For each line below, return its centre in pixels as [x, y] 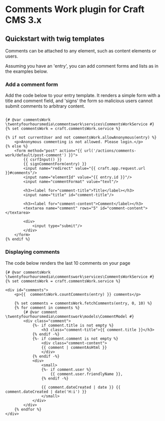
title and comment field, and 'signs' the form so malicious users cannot [79, 101]
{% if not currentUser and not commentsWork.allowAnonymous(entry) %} [81, 137]
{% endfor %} [28, 409]
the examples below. [26, 71]
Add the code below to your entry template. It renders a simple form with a [83, 96]
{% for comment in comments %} [47, 308]
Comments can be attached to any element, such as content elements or [81, 51]
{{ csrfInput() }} [43, 160]
